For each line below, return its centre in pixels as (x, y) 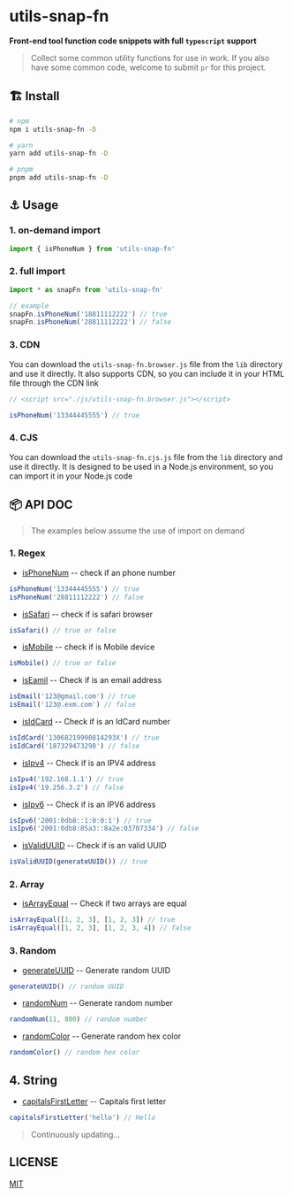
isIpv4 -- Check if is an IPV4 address (89, 763)
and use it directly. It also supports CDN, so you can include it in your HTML (147, 373)
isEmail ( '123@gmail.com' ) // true (73, 696)
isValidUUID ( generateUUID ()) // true (79, 862)
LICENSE (34, 1162)
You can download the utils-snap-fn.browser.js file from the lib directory (146, 364)
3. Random (33, 951)
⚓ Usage (34, 205)
